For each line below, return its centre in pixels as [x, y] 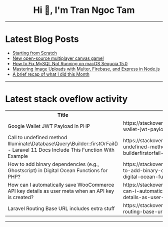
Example [18, 156]
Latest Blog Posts [42, 39]
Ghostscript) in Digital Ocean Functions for [58, 170]
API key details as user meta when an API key [61, 191]
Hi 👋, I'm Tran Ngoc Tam [84, 10]
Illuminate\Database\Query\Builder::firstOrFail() [63, 143]
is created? [21, 197]
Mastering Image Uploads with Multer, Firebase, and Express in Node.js [86, 69]
